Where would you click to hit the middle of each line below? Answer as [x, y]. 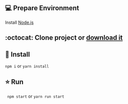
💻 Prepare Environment [42, 8]
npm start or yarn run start [36, 96]
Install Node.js [20, 22]
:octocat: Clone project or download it [64, 38]
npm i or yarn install [27, 66]
